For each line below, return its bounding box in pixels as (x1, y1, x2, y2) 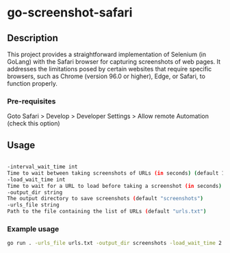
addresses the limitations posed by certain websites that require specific (7, 65, 212, 73)
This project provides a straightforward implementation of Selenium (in (7, 50, 207, 58)
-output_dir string (7, 189, 63, 196)
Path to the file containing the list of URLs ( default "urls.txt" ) (7, 208, 207, 215)
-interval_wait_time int (7, 163, 78, 171)
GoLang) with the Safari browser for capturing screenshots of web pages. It (7, 58, 221, 66)
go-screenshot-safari (7, 5, 133, 21)
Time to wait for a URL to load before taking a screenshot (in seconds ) (7, 182, 222, 189)
